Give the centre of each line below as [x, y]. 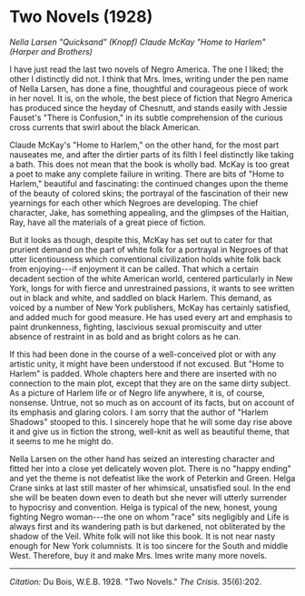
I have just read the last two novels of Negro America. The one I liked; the [147, 69]
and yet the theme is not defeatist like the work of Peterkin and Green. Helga [152, 478]
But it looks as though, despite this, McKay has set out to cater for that [141, 239]
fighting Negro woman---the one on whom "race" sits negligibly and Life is [149, 517]
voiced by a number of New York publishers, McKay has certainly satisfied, [150, 308]
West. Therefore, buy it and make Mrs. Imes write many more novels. [138, 555]
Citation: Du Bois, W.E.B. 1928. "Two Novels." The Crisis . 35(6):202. [136, 581]
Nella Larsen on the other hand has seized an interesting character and [142, 459]
